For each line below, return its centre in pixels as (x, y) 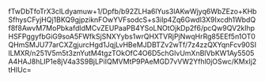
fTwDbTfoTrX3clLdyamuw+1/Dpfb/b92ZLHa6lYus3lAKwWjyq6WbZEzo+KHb (132, 11)
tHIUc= (20, 70)
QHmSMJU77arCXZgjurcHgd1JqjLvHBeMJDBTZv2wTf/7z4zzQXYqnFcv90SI (132, 45)
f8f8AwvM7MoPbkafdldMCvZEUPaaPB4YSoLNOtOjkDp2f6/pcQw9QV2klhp (132, 28)
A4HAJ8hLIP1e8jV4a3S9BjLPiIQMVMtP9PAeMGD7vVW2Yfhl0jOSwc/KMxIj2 (132, 61)
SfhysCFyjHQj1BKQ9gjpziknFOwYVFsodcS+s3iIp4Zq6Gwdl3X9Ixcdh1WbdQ (132, 20)
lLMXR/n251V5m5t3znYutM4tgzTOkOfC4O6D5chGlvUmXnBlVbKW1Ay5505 (131, 53)
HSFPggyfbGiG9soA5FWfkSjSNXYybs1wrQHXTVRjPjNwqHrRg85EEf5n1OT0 (132, 36)
